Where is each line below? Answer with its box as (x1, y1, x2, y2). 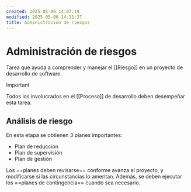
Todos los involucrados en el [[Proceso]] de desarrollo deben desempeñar (6, 93, 185, 100)
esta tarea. (6, 99, 32, 106)
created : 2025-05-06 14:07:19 (6, 8, 80, 15)
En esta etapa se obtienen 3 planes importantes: (6, 132, 123, 139)
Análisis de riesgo (6, 116, 73, 126)
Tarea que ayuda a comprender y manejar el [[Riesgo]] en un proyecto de (6, 64, 183, 71)
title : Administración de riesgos (6, 19, 91, 25)
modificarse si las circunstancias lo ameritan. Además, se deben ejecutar (6, 173, 182, 180)
